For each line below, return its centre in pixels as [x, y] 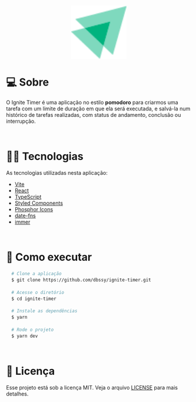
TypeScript [28, 197]
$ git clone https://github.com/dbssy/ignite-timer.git [81, 280]
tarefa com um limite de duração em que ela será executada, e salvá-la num [98, 109]
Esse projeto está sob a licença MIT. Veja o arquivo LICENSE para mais [92, 387]
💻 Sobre [27, 82]
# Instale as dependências [44, 311]
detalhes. [17, 394]
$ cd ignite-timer [34, 299]
